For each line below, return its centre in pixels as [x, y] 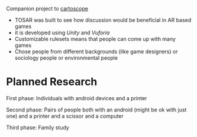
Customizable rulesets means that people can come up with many [95, 39]
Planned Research [52, 82]
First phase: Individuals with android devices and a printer [77, 98]
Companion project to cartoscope [47, 9]
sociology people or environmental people [66, 58]
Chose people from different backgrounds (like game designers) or [96, 52]
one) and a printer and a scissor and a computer [65, 116]
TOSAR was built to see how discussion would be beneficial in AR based [103, 20]
